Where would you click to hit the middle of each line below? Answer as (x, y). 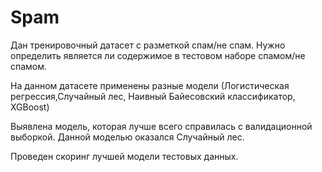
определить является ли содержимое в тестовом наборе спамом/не (158, 55)
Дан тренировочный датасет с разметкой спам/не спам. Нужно (148, 45)
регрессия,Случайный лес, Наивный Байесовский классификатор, (153, 96)
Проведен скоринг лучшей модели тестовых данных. (124, 156)
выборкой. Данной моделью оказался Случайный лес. (127, 137)
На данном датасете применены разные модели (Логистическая (150, 85)
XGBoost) (30, 107)
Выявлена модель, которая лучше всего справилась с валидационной (161, 126)
